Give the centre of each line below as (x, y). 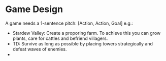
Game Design (34, 9)
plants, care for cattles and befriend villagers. (60, 38)
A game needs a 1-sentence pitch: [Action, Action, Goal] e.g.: (69, 23)
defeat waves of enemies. (40, 49)
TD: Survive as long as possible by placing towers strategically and (83, 43)
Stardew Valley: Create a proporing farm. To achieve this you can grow (87, 33)
